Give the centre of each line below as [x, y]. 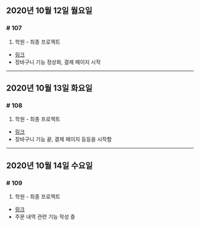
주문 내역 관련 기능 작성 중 [45, 217]
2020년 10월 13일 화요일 [49, 88]
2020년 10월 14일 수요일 [50, 165]
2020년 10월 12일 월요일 [49, 11]
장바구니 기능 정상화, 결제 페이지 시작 [58, 62]
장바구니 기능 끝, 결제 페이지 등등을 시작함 [63, 140]
